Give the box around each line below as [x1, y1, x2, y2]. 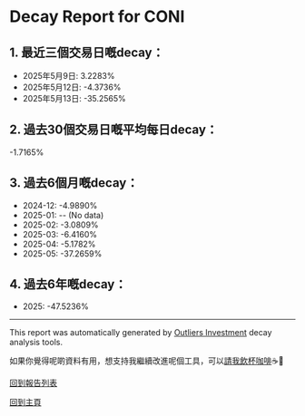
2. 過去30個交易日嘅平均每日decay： [9, 122, 219, 138]
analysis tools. [9, 337, 64, 348]
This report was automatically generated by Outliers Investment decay [9, 327, 272, 338]
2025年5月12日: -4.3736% [22, 82, 122, 92]
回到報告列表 [9, 378, 57, 389]
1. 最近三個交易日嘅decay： [9, 44, 165, 60]
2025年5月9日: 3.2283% [22, 71, 115, 81]
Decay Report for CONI [9, 6, 185, 27]
